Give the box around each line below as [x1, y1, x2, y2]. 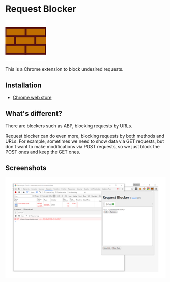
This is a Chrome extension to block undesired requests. [5, 66, 124, 72]
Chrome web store [12, 94, 52, 100]
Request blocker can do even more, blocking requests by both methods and [5, 133, 164, 139]
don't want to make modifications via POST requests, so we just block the [5, 143, 160, 149]
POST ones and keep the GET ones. [5, 149, 80, 155]
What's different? [5, 109, 63, 118]
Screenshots [5, 164, 47, 172]
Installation [5, 81, 42, 90]
